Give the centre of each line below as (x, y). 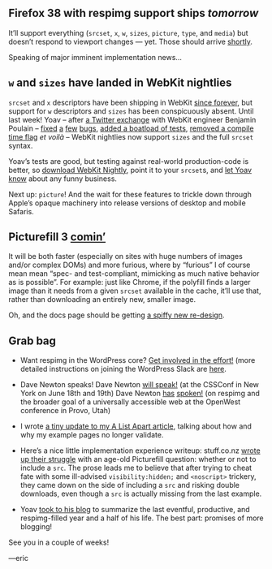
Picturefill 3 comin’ (57, 237)
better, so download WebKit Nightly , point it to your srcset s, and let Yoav (130, 170)
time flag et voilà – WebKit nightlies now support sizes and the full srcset (131, 136)
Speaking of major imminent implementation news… (95, 57)
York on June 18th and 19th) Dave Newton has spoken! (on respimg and (140, 394)
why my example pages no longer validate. (92, 435)
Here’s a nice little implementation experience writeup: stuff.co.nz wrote (140, 450)
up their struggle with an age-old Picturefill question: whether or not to (138, 459)
